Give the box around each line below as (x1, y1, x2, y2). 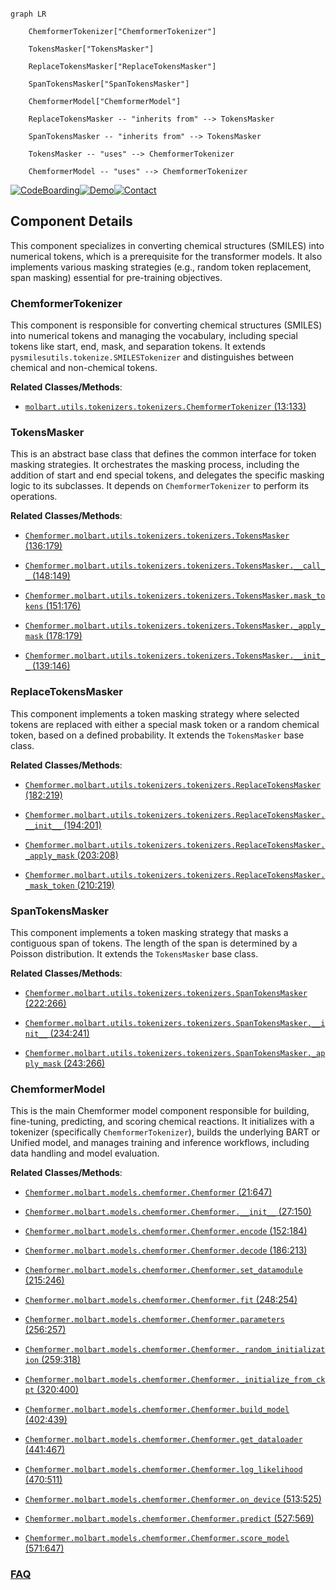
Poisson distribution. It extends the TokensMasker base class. (10, 948, 259, 960)
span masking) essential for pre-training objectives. (10, 271, 223, 283)
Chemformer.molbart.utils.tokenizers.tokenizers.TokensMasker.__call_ (24, 561, 326, 571)
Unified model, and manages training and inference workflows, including (10, 1137, 310, 1149)
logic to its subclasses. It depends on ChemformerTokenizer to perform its (10, 480, 310, 492)
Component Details (10, 213, 133, 230)
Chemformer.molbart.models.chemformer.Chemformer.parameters (24, 1315, 286, 1325)
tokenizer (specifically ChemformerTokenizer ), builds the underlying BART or (10, 1126, 321, 1138)
